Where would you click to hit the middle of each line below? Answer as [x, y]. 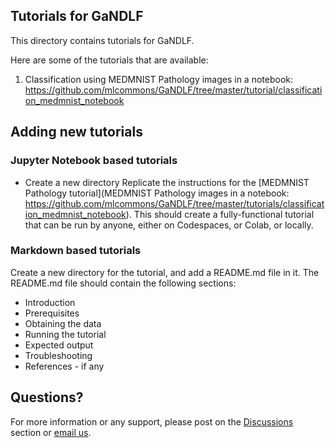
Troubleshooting [58, 355]
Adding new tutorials [76, 132]
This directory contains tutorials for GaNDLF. [102, 40]
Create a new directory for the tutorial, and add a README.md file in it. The [165, 272]
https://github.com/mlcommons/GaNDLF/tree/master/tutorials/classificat [174, 203]
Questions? [47, 397]
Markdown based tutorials [76, 251]
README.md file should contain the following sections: [123, 283]
